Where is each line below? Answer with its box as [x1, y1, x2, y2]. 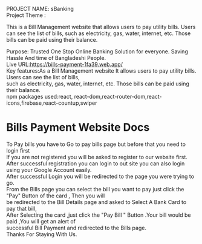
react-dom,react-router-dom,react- [74, 93, 162, 100]
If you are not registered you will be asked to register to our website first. [6, 153, 187, 160]
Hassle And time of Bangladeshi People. [6, 54, 106, 61]
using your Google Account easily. [6, 166, 92, 173]
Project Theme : [6, 12, 47, 19]
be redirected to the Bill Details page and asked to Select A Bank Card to [6, 198, 187, 205]
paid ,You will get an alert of [6, 217, 76, 225]
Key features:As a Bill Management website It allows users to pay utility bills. [6, 67, 197, 74]
